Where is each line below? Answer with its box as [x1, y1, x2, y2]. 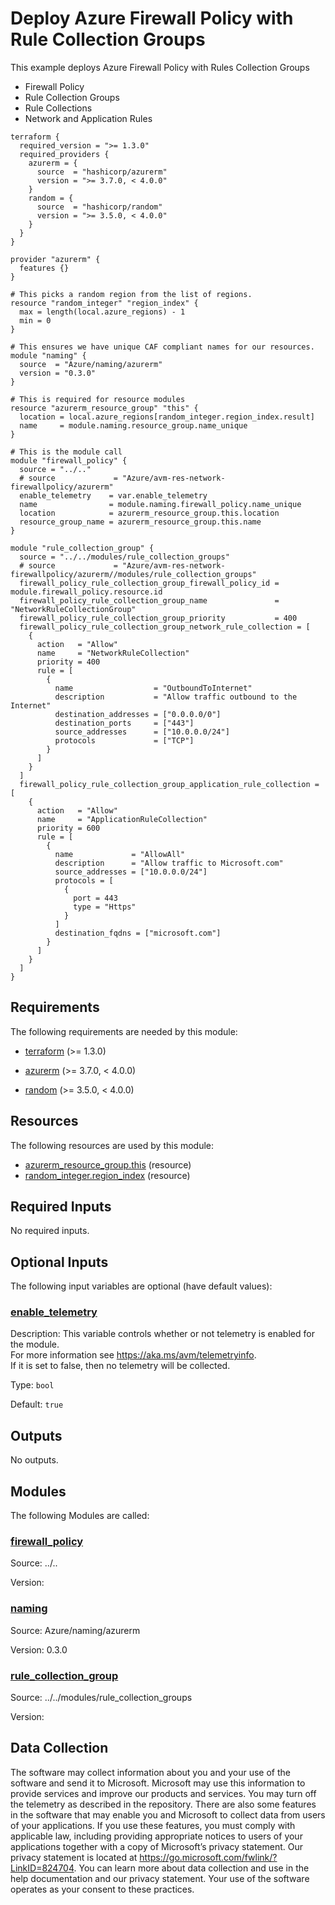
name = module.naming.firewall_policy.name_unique [19, 499, 302, 509]
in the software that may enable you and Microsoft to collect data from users [10, 1808, 326, 1821]
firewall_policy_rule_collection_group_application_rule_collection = [19, 779, 320, 789]
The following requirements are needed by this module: [10, 1025, 238, 1037]
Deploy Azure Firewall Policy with [10, 7, 294, 30]
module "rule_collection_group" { [10, 543, 155, 553]
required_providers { [19, 149, 110, 159]
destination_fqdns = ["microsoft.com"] [54, 928, 222, 938]
